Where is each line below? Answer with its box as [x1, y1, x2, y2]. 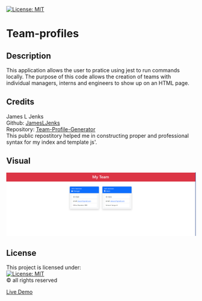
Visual [6, 156, 31, 166]
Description [6, 51, 51, 61]
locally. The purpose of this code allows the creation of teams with [6, 73, 171, 80]
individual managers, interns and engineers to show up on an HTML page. [6, 79, 189, 87]
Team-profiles [6, 27, 79, 40]
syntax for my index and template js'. [6, 138, 97, 146]
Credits [6, 97, 35, 107]
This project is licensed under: [6, 264, 81, 271]
